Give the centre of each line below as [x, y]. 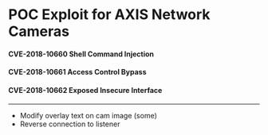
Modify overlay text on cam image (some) [88, 115]
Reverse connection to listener [70, 124]
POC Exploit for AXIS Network [109, 15]
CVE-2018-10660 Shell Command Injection [81, 54]
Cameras [39, 31]
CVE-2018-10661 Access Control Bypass [77, 72]
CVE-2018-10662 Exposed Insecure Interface [85, 90]
